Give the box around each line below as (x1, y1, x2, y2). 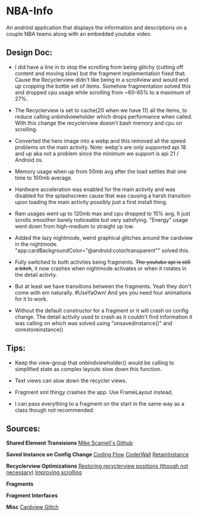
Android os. (14, 156, 43, 163)
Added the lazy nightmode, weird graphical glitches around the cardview (14, 234, 193, 241)
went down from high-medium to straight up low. (14, 223, 135, 230)
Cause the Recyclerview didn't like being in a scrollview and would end (14, 76, 189, 83)
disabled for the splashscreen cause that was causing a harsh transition (14, 192, 191, 199)
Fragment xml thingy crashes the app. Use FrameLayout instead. (14, 388, 173, 396)
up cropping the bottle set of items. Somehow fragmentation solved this (14, 82, 191, 89)
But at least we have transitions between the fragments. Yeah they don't (14, 282, 192, 290)
